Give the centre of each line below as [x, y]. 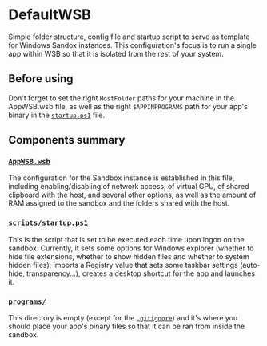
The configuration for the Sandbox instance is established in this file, [122, 178]
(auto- [250, 265]
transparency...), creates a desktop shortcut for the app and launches [141, 273]
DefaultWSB [50, 15]
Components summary [67, 140]
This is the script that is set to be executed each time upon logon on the [126, 239]
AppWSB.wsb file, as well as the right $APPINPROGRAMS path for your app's [128, 106]
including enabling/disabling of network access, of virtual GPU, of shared [129, 187]
